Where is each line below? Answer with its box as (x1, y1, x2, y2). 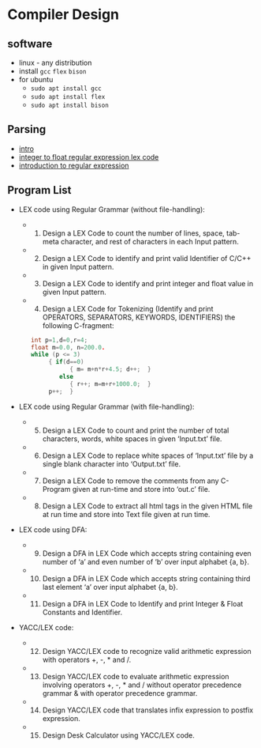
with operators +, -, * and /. (42, 655, 132, 664)
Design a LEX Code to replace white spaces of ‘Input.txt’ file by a (42, 451, 254, 460)
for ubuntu (18, 75, 54, 84)
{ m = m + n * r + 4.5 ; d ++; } (69, 365, 151, 373)
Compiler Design (7, 6, 120, 24)
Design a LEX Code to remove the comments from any (42, 476, 219, 485)
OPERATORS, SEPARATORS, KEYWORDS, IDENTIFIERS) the (42, 312, 236, 322)
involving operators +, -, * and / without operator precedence (42, 680, 242, 689)
